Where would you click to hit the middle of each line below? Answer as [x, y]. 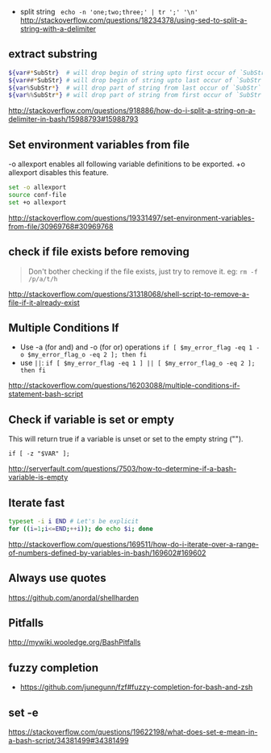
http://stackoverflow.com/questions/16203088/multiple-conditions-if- [124, 386]
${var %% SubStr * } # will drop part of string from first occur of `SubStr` [137, 95]
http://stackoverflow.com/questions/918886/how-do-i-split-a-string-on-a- [132, 111]
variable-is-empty [38, 477]
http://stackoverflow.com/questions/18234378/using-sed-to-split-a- [133, 20]
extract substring [53, 54]
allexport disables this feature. [58, 173]
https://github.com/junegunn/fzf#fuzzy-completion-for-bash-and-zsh [136, 687]
